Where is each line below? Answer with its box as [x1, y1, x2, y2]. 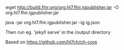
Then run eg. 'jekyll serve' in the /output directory [5, 29, 111, 35]
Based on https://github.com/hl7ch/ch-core [5, 39, 98, 45]
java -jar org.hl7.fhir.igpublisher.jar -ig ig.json [5, 20, 100, 25]
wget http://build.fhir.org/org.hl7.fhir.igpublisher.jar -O [5, 5, 119, 10]
